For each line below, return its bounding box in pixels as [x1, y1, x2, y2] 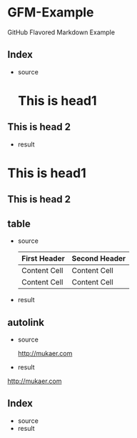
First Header [21, 254, 66, 264]
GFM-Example [7, 4, 94, 21]
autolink [7, 316, 45, 329]
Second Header [71, 254, 126, 264]
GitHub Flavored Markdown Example [7, 28, 116, 36]
